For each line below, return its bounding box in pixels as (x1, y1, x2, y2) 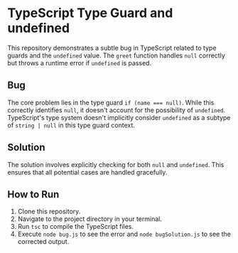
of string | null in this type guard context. (7, 121, 135, 129)
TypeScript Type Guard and (7, 5, 173, 21)
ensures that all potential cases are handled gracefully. (7, 168, 168, 176)
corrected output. (17, 237, 70, 246)
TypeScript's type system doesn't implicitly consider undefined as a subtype (7, 113, 231, 122)
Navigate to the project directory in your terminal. (17, 215, 162, 223)
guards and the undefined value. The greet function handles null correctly (7, 51, 226, 60)
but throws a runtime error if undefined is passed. (7, 58, 152, 67)
